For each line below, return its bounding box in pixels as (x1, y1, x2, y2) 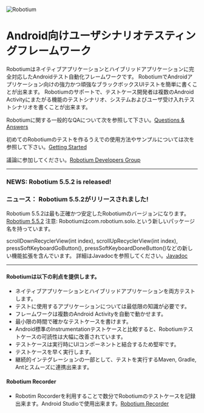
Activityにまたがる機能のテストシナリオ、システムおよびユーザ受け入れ (6, 95, 185, 103)
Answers (6, 123, 29, 130)
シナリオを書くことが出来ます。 (11, 103, 91, 111)
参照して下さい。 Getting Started (6, 143, 87, 150)
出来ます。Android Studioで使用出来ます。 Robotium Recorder (15, 400, 169, 407)
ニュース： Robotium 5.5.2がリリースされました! (6, 195, 149, 203)
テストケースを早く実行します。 (15, 349, 95, 356)
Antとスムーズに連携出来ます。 (15, 364, 93, 371)
